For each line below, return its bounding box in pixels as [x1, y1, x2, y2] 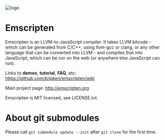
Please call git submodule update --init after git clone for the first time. [5, 128, 157, 135]
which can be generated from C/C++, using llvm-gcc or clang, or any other [5, 44, 160, 50]
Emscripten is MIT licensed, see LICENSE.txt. [5, 94, 98, 100]
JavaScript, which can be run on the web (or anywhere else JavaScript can [5, 55, 160, 61]
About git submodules [5, 112, 99, 124]
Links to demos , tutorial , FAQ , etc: [5, 70, 76, 76]
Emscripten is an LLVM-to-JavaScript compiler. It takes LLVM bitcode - [5, 39, 151, 45]
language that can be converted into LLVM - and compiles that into [5, 49, 143, 55]
